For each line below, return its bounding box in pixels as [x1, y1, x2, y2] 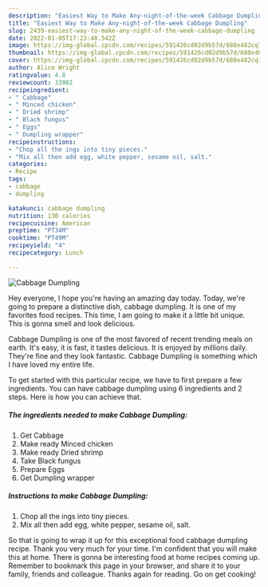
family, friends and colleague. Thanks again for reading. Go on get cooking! [8, 569, 257, 579]
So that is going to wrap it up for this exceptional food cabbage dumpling [8, 535, 248, 545]
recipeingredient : [8, 85, 69, 94]
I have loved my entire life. [8, 359, 95, 369]
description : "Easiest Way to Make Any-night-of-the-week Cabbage [8, 11, 234, 20]
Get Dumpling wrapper [19, 473, 95, 482]
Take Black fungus [19, 456, 81, 466]
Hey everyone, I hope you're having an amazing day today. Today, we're [8, 293, 246, 303]
